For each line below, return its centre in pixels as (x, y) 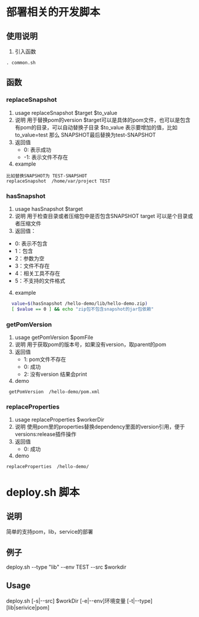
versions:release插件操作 (45, 434)
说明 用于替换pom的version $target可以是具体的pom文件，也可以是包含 (102, 120)
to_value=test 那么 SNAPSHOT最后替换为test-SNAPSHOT (85, 135)
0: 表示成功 (38, 149)
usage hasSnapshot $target (49, 208)
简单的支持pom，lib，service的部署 (50, 532)
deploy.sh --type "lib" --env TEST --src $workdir (66, 567)
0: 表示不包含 (31, 243)
